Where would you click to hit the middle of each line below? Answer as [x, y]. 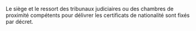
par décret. [20, 22]
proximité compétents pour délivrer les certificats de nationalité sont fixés [98, 15]
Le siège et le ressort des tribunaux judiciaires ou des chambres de [90, 9]
